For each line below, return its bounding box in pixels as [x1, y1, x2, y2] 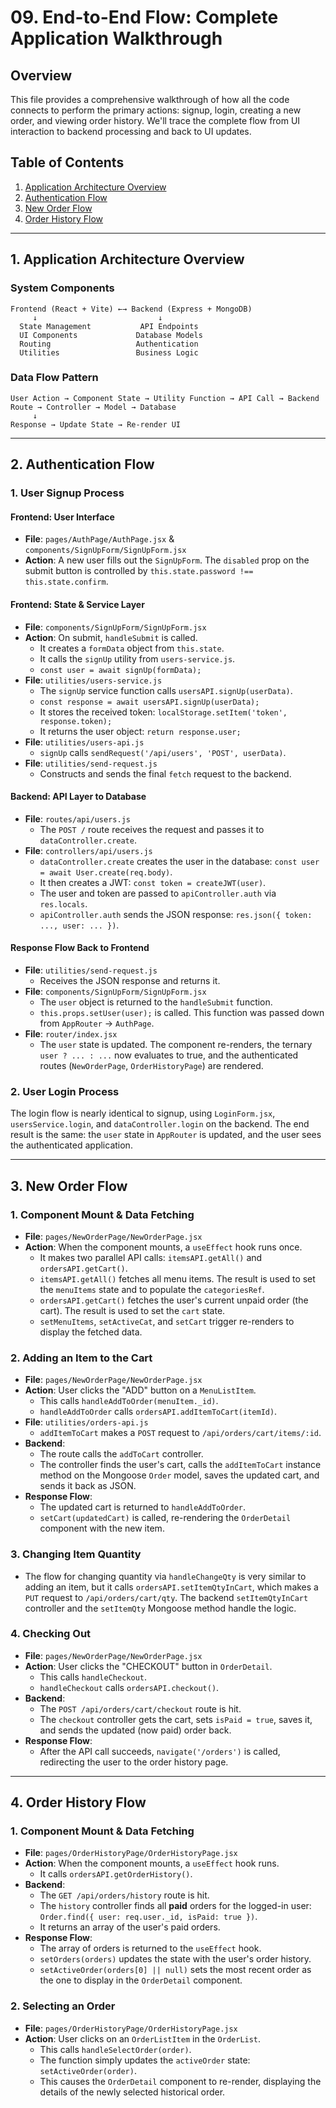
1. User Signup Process [10, 486, 125, 500]
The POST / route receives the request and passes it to [39, 823, 265, 835]
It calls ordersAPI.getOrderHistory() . [39, 1868, 193, 1880]
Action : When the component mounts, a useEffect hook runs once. [24, 1241, 303, 1253]
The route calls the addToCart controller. [39, 1448, 204, 1460]
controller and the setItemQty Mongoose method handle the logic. [24, 1602, 297, 1614]
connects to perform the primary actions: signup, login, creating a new [10, 104, 302, 116]
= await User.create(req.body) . [39, 866, 173, 878]
